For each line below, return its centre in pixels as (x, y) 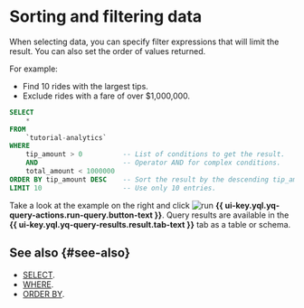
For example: (34, 69)
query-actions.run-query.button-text (81, 215)
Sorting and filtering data (106, 17)
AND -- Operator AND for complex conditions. (153, 163)
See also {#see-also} (70, 253)
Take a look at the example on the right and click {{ (116, 205)
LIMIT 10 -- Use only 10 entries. (113, 188)
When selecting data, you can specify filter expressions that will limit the (144, 42)
